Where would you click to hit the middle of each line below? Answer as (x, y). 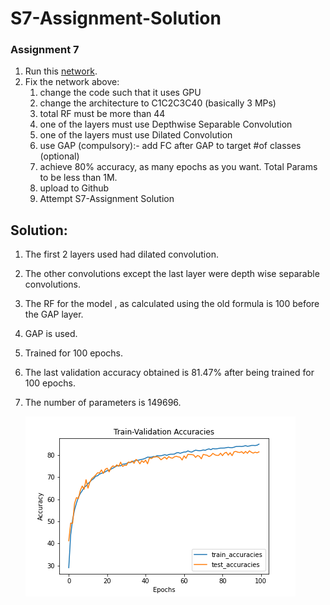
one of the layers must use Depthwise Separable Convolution (166, 124)
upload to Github (74, 188)
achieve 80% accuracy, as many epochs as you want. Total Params (178, 167)
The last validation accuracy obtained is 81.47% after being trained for (169, 373)
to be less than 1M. (78, 178)
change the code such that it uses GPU (120, 93)
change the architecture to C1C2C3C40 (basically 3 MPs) (158, 103)
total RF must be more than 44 (102, 114)
